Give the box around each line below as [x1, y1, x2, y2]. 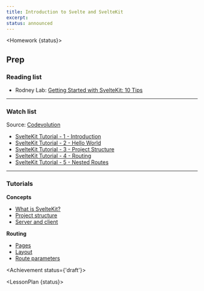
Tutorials [6, 180, 33, 188]
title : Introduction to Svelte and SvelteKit [6, 9, 123, 15]
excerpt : [6, 15, 29, 21]
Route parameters [15, 255, 61, 262]
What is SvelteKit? [15, 205, 61, 213]
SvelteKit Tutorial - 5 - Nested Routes [15, 159, 109, 166]
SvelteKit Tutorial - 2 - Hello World [15, 139, 101, 146]
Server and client [15, 218, 58, 225]
